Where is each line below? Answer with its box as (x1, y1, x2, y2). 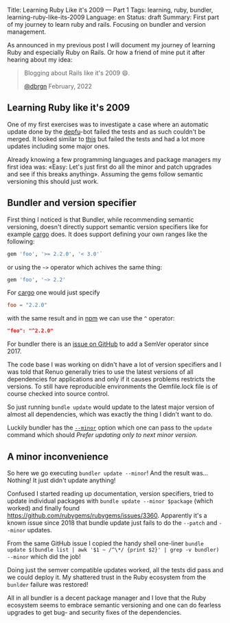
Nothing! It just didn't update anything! (7, 476, 116, 484)
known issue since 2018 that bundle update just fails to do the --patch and (7, 518, 218, 527)
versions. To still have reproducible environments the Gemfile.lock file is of (7, 382, 218, 390)
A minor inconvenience (7, 451, 108, 462)
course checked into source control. (7, 390, 110, 398)
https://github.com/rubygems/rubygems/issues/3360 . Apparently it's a (7, 511, 207, 519)
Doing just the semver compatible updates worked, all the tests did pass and (7, 565, 224, 574)
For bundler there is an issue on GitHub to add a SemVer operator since (7, 340, 209, 349)
